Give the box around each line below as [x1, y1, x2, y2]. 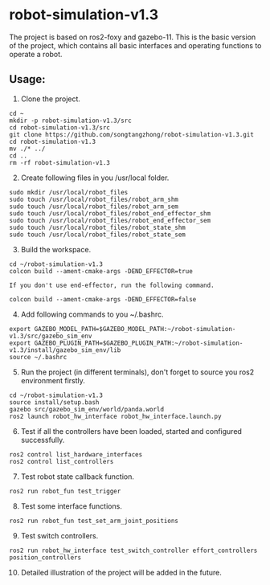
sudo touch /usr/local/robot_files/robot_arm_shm [9, 195, 179, 203]
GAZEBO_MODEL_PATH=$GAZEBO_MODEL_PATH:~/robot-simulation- [34, 325, 236, 333]
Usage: [9, 72, 47, 86]
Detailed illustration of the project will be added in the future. [20, 567, 222, 577]
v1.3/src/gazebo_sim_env [9, 332, 92, 340]
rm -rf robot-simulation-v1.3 [9, 158, 111, 166]
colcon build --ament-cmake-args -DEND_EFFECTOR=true [9, 267, 194, 275]
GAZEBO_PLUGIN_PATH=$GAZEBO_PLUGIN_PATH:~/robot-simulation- [34, 339, 243, 347]
